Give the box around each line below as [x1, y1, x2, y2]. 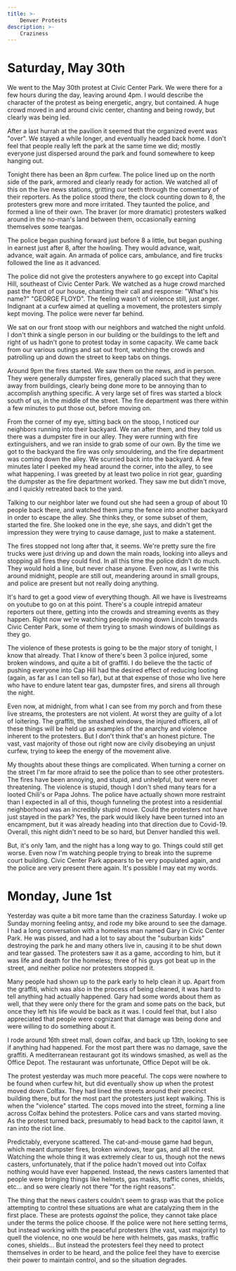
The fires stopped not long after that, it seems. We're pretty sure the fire [7, 542, 216, 550]
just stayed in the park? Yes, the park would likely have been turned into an [7, 813, 225, 821]
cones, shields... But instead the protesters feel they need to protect [7, 1241, 204, 1249]
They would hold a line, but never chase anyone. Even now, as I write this [7, 564, 219, 573]
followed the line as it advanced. [7, 259, 101, 267]
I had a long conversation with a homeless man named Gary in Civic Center [7, 927, 225, 935]
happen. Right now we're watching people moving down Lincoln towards [7, 615, 218, 624]
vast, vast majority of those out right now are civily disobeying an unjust [7, 739, 216, 748]
